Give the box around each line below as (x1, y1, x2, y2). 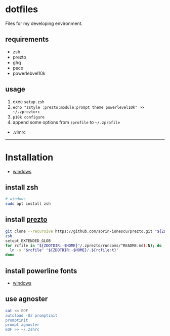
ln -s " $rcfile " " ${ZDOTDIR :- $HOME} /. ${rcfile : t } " (10, 248, 119, 253)
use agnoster (5, 295, 48, 303)
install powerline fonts (5, 266, 77, 275)
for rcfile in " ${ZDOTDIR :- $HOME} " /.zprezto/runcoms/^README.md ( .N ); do (5, 243, 162, 248)
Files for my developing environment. (5, 20, 83, 26)
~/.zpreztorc (12, 109, 40, 114)
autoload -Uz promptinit (5, 313, 58, 318)
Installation (5, 151, 54, 163)
